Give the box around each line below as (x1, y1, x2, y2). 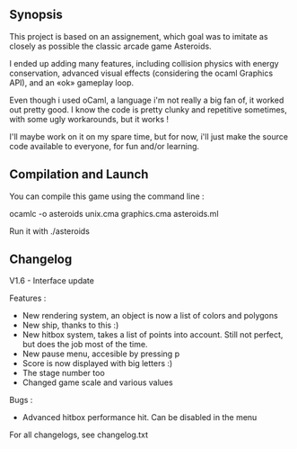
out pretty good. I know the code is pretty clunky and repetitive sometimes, (9, 103, 287, 115)
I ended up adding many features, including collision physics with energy (9, 58, 280, 68)
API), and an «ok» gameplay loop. (9, 76, 135, 88)
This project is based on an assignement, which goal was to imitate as (9, 31, 268, 41)
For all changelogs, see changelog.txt (9, 429, 149, 440)
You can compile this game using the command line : (9, 191, 205, 202)
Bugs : (9, 395, 33, 406)
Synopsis (9, 7, 63, 22)
